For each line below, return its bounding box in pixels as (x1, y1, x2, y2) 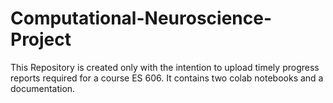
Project (10, 28, 72, 51)
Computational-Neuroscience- (10, 7, 273, 30)
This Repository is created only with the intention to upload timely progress (10, 61, 320, 73)
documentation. (10, 82, 76, 94)
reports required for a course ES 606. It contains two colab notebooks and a (10, 72, 324, 84)
